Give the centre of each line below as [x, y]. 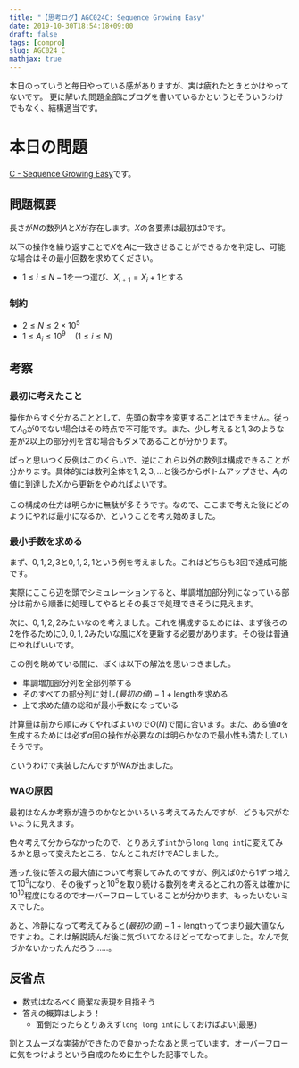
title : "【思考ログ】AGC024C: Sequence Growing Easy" [107, 17]
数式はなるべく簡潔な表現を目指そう [89, 1002]
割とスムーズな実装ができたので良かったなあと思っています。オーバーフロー [149, 1043]
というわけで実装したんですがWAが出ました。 [94, 765]
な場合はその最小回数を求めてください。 [83, 258]
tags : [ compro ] [37, 42]
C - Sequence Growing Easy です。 [73, 173]
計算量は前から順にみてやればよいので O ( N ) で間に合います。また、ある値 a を [149, 724]
